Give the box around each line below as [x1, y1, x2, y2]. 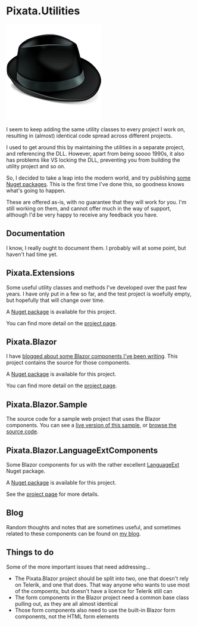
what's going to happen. [6, 187, 66, 194]
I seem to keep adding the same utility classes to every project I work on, [6, 125, 186, 132]
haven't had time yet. [6, 251, 58, 258]
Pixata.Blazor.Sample [6, 399, 87, 409]
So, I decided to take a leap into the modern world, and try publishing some [6, 174, 191, 181]
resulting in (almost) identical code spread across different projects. [6, 132, 173, 139]
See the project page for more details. [6, 491, 99, 498]
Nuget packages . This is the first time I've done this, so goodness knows [6, 180, 185, 187]
